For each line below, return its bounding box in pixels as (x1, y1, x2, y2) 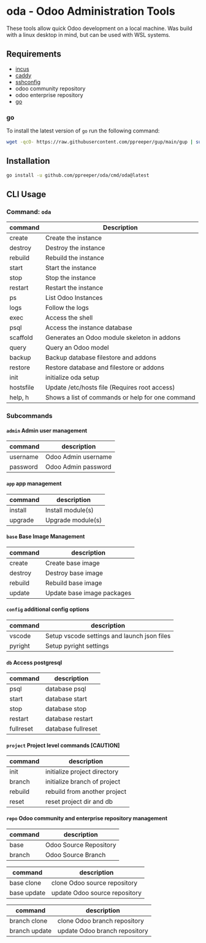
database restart (45, 715, 93, 723)
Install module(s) (45, 506, 94, 514)
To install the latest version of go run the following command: (6, 127, 160, 134)
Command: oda (6, 207, 51, 216)
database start (45, 695, 88, 703)
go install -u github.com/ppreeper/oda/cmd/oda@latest (6, 172, 150, 179)
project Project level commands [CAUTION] (6, 741, 120, 749)
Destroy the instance (45, 244, 105, 252)
